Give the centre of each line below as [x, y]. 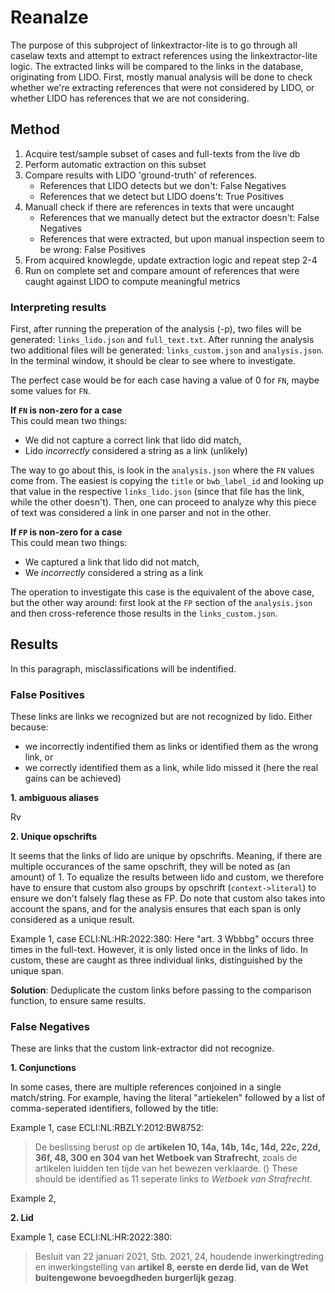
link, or [39, 757]
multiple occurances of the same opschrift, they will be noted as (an [150, 867]
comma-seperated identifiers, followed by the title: [114, 1108]
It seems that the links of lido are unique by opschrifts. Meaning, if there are [166, 856]
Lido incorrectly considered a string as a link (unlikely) [136, 451]
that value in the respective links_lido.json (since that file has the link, [157, 492]
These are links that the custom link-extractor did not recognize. [142, 1048]
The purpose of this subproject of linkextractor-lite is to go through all [154, 45]
